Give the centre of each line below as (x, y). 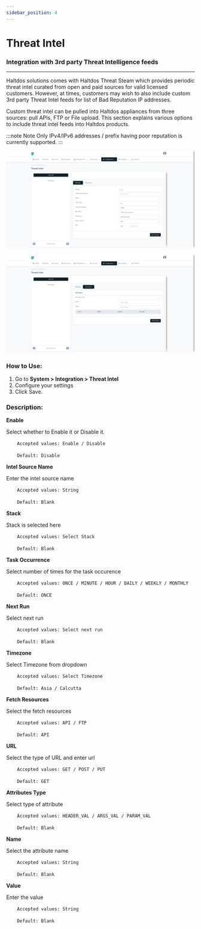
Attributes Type (26, 793)
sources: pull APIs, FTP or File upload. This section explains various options (99, 118)
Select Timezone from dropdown (47, 665)
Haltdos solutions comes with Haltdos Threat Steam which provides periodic (100, 80)
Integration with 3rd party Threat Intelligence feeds (82, 62)
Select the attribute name (37, 851)
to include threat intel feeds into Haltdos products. (68, 124)
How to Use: (24, 366)
